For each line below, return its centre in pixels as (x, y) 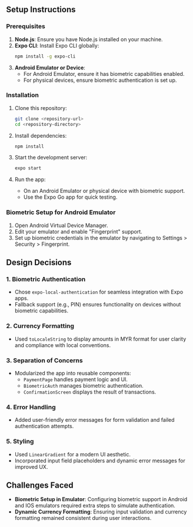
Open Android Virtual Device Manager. (61, 225)
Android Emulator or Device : (50, 68)
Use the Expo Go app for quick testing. (70, 197)
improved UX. (31, 466)
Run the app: (30, 179)
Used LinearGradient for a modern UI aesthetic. (73, 454)
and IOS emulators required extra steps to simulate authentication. (95, 506)
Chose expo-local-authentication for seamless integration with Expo (99, 292)
